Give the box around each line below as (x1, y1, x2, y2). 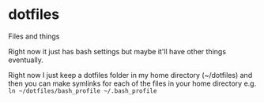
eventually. (8, 55, 43, 64)
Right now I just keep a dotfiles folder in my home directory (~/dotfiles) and (8, 70, 253, 79)
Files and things (8, 31, 60, 41)
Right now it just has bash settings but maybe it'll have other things (8, 46, 227, 56)
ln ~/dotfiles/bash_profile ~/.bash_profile (8, 86, 157, 95)
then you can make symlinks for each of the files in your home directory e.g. (8, 79, 257, 88)
